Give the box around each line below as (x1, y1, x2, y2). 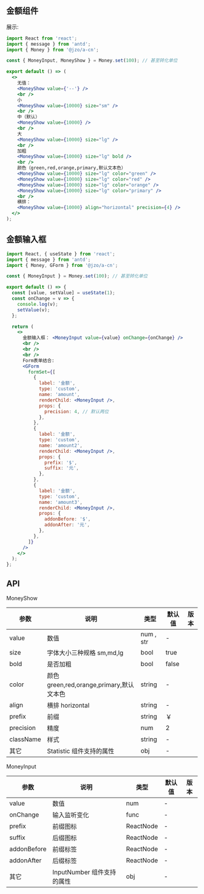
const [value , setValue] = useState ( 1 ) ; (12, 290, 115, 296)
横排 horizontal (47, 701, 90, 709)
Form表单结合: (22, 357, 55, 364)
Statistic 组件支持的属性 (47, 747, 114, 755)
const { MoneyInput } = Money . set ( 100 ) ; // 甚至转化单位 (6, 273, 148, 279)
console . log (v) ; (17, 301, 59, 307)
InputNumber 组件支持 (52, 868, 117, 876)
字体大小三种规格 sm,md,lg (47, 648, 124, 657)
